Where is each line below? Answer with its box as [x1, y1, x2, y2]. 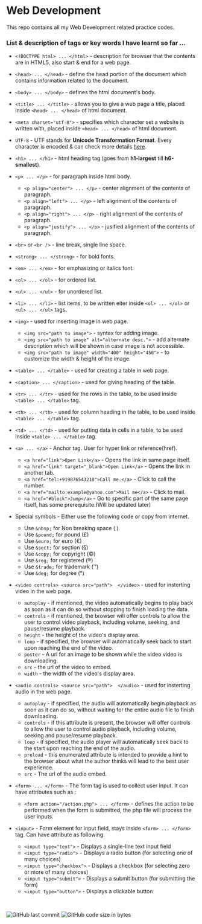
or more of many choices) [24, 868, 89, 876]
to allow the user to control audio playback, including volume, [24, 725, 177, 733]
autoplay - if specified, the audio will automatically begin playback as [24, 700, 197, 707]
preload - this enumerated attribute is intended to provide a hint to [24, 751, 189, 759]
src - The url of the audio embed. [24, 771, 107, 778]
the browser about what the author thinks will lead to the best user [24, 757, 189, 765]
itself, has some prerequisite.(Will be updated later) [24, 501, 151, 509]
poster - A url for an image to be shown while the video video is [24, 650, 183, 658]
